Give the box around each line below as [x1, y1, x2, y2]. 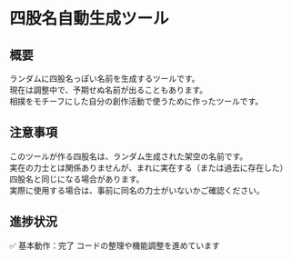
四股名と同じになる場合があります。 [9, 174, 145, 184]
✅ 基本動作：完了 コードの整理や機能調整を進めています [9, 240, 220, 251]
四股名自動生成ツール [9, 8, 170, 29]
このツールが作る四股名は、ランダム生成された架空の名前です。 [9, 151, 248, 162]
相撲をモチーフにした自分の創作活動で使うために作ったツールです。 [9, 96, 264, 106]
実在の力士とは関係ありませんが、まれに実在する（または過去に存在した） [9, 162, 288, 173]
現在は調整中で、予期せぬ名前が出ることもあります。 [9, 85, 208, 95]
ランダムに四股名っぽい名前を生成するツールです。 [9, 74, 200, 84]
